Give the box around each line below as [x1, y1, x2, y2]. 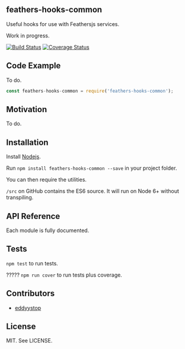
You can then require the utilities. [6, 176, 87, 183]
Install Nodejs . [6, 153, 42, 160]
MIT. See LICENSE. [6, 337, 53, 344]
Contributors [6, 288, 55, 299]
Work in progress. [6, 32, 50, 39]
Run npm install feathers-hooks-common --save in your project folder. [6, 164, 177, 172]
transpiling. [6, 194, 34, 201]
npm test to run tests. [6, 259, 58, 266]
